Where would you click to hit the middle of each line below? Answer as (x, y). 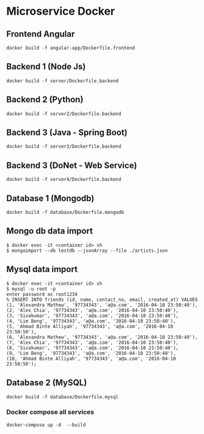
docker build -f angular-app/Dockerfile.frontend (71, 48)
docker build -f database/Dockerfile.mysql (63, 397)
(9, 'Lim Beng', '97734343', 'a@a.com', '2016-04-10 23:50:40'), (91, 353)
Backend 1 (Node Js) (46, 67)
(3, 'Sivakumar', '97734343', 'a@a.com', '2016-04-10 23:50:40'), (93, 316)
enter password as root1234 (42, 294)
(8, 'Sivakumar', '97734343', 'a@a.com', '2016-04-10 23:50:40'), (93, 348)
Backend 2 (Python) (45, 100)
